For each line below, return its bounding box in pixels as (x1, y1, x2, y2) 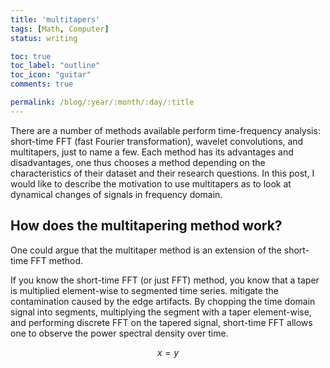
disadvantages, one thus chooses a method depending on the (10, 156, 266, 168)
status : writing (10, 33, 78, 43)
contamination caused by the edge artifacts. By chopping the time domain (10, 295, 316, 307)
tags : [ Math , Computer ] (10, 24, 110, 34)
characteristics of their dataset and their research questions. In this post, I (10, 167, 315, 179)
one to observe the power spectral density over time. (10, 327, 229, 339)
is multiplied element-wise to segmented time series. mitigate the (10, 284, 279, 296)
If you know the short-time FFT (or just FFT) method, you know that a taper (10, 274, 320, 286)
